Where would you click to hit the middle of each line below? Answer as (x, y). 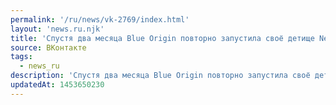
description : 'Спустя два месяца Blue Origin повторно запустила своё (160, 76)
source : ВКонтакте (48, 47)
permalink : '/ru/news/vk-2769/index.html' (100, 19)
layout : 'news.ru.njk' (57, 29)
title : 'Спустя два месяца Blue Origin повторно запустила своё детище (162, 38)
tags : (21, 57)
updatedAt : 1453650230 (57, 85)
